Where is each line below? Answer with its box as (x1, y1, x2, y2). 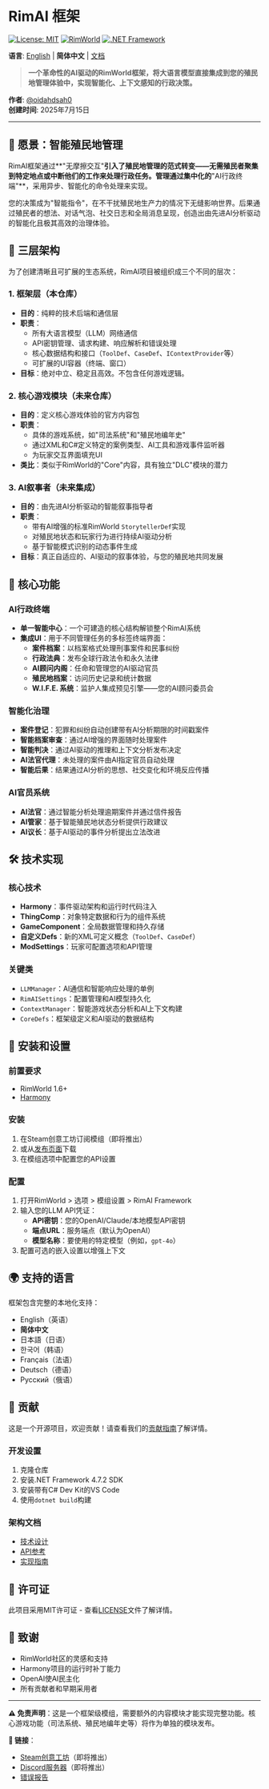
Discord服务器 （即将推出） (19, 1762, 110, 1771)
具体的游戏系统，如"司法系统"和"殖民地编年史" (31, 430, 186, 440)
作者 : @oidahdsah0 (8, 95, 72, 104)
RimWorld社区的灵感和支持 (19, 1654, 108, 1663)
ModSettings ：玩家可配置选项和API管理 (19, 942, 153, 952)
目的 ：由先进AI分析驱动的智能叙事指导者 (19, 502, 154, 511)
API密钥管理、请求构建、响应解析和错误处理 (31, 338, 177, 348)
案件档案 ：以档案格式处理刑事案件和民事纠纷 (31, 643, 180, 653)
